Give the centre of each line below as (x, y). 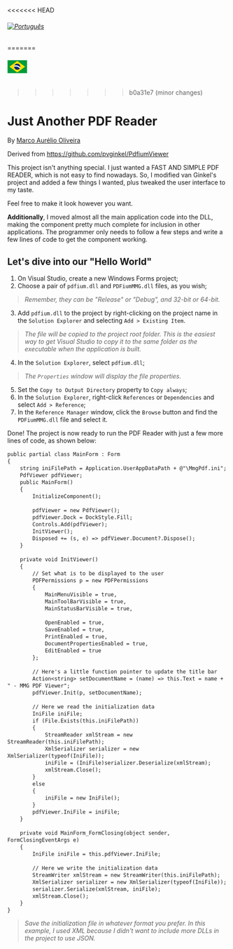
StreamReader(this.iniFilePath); (56, 742)
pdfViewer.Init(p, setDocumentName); (87, 693)
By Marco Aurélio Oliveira (44, 140)
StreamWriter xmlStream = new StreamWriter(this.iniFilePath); (126, 875)
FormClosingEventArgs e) (43, 840)
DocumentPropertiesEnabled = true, (97, 644)
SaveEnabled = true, (75, 630)
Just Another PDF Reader (82, 121)
